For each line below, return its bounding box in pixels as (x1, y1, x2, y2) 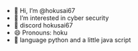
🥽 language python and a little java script (13, 36, 131, 44)
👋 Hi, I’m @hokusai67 (13, 7, 75, 14)
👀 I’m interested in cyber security (13, 14, 109, 22)
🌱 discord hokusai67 (13, 21, 73, 29)
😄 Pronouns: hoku (13, 28, 68, 37)
